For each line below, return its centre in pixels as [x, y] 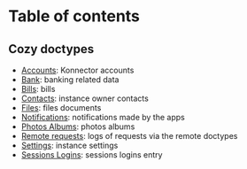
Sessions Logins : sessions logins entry [92, 155]
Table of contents [74, 16]
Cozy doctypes [51, 49]
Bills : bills [38, 89]
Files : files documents [61, 108]
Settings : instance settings [69, 145]
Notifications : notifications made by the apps [103, 117]
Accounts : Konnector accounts [77, 70]
